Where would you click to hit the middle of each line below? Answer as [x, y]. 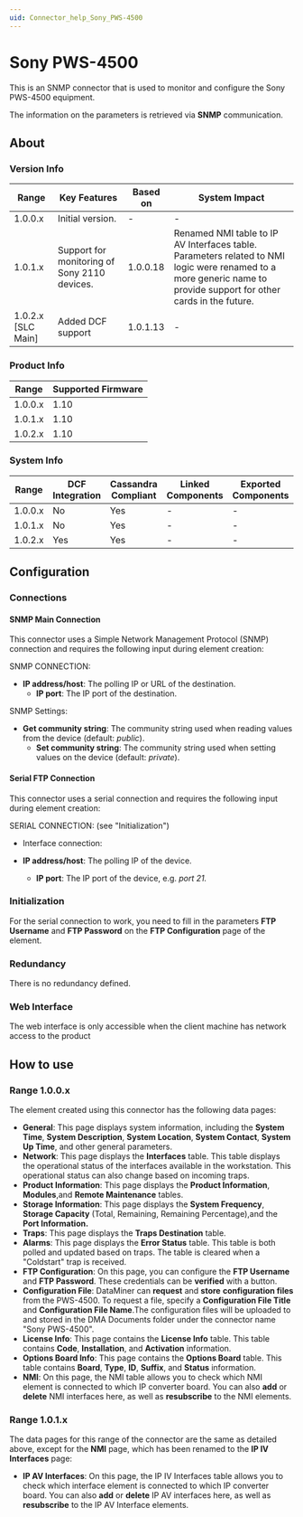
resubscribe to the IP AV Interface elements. [106, 1505]
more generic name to [220, 278]
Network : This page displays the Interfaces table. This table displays [151, 1156]
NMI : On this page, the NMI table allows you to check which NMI [142, 1377]
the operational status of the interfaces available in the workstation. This [156, 1166]
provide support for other [227, 290]
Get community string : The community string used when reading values [157, 729]
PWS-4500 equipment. [52, 97]
